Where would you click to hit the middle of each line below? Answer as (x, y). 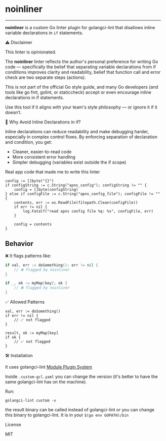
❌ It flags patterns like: (28, 256)
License (13, 424)
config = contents (33, 224)
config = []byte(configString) (46, 189)
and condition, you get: (29, 142)
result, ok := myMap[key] (32, 333)
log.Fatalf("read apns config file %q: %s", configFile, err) (88, 211)
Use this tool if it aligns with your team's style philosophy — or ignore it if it (81, 107)
